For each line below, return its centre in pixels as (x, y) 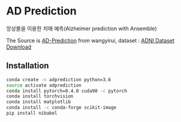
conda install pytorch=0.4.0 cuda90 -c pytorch (67, 91)
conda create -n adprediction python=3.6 (59, 79)
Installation (28, 66)
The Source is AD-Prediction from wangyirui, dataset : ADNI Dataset (90, 40)
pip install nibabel (32, 113)
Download (19, 47)
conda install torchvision (40, 96)
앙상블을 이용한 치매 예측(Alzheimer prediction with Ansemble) (82, 28)
